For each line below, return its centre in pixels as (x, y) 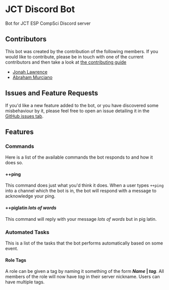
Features (19, 132)
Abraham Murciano (33, 77)
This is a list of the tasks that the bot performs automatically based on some (84, 243)
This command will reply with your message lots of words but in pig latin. (81, 219)
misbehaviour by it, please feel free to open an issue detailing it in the (77, 111)
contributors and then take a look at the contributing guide (66, 62)
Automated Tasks (27, 232)
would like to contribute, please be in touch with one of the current (74, 57)
